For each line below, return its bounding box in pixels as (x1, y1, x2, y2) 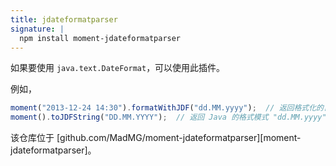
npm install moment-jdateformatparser (19, 33, 182, 43)
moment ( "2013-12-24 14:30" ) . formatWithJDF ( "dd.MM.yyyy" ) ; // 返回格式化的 (10, 103, 324, 113)
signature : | (10, 24, 65, 34)
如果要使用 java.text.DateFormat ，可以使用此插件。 (10, 62, 226, 74)
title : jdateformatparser (10, 14, 118, 25)
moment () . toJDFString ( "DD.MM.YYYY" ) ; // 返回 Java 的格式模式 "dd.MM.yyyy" (10, 112, 327, 123)
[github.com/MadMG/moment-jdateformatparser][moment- (56, 132, 302, 144)
